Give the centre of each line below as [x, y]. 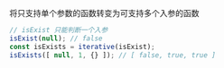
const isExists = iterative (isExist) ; [82, 47]
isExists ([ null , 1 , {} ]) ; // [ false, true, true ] [113, 55]
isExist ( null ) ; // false [56, 38]
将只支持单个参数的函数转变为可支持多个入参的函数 [104, 13]
